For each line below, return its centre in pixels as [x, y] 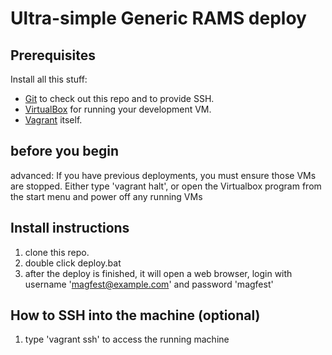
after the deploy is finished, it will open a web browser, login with [158, 273]
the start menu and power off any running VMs [106, 196]
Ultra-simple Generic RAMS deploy [158, 18]
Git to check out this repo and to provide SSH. [119, 98]
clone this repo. [57, 252]
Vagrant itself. [53, 120]
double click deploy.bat [73, 263]
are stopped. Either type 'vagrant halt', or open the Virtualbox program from [166, 186]
